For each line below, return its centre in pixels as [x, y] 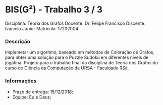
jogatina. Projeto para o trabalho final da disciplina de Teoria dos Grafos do [81, 63]
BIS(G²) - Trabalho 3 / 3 [54, 10]
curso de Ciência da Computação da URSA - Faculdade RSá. [67, 68]
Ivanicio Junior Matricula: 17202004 [42, 28]
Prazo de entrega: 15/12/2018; [43, 92]
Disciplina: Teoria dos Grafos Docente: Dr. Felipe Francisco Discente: [75, 23]
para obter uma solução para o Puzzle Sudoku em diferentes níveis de [77, 57]
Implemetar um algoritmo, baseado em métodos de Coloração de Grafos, [80, 52]
